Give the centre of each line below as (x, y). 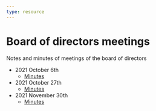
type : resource (25, 12)
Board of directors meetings (78, 41)
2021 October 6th (37, 70)
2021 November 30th (41, 95)
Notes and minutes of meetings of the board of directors (76, 58)
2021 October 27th (38, 82)
